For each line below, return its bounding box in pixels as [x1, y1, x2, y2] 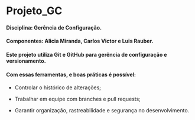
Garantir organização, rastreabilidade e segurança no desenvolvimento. [14, 107, 190, 114]
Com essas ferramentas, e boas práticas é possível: [6, 71, 136, 78]
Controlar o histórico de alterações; [14, 84, 102, 91]
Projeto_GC [6, 4, 63, 18]
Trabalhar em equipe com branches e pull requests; [14, 96, 141, 103]
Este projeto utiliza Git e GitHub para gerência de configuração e [6, 51, 167, 58]
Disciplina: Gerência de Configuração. [6, 24, 102, 31]
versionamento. [6, 57, 46, 64]
